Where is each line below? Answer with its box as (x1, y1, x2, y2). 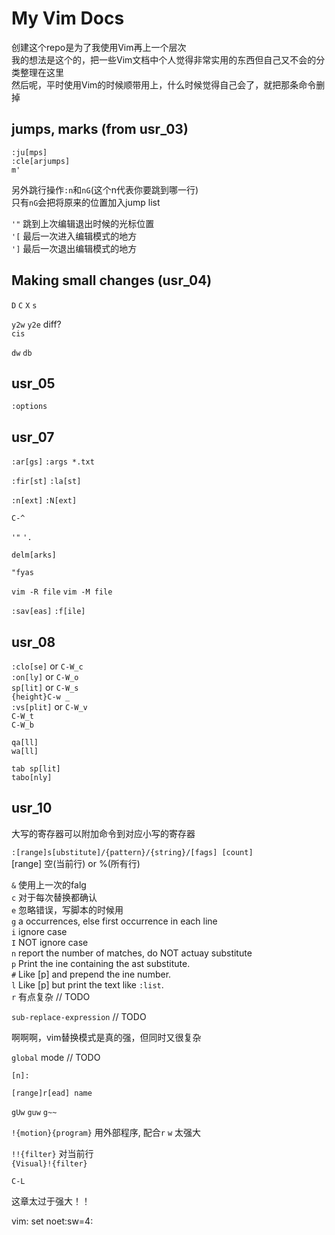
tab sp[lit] (11, 764, 61, 774)
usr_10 (11, 800, 53, 817)
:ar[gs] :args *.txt (11, 457, 95, 467)
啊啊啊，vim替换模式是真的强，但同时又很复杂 (11, 1031, 202, 1043)
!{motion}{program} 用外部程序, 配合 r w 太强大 (11, 1126, 201, 1138)
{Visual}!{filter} (11, 1158, 88, 1169)
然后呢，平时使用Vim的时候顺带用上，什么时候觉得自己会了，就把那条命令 (11, 78, 317, 91)
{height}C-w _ (11, 692, 71, 702)
